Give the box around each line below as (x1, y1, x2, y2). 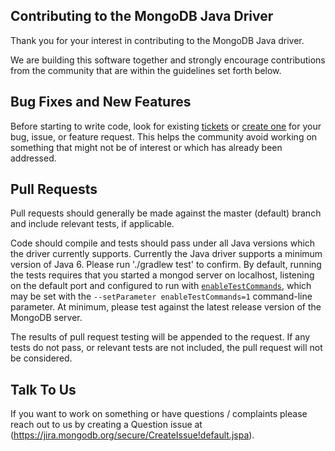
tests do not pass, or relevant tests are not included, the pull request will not (10, 342, 323, 354)
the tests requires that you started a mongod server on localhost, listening (10, 269, 315, 281)
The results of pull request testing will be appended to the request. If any (10, 331, 311, 343)
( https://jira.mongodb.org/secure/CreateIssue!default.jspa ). (10, 429, 255, 441)
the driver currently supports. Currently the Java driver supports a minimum (10, 248, 323, 260)
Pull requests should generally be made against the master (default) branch (10, 207, 322, 219)
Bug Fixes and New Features (10, 94, 192, 111)
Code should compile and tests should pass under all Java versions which (10, 237, 316, 249)
